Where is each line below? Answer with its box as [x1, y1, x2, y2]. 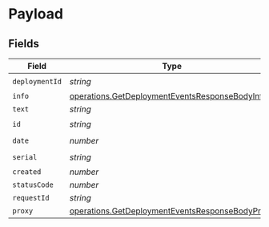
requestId [12, 193, 50, 202]
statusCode [12, 180, 54, 189]
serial [12, 152, 38, 161]
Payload [8, 5, 64, 23]
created [12, 168, 42, 176]
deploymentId [12, 77, 62, 86]
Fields [8, 37, 40, 51]
